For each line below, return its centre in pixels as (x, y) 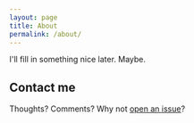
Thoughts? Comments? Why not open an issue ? (97, 109)
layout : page (34, 17)
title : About (34, 26)
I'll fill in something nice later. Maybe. (77, 60)
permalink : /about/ (46, 34)
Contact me (42, 87)
